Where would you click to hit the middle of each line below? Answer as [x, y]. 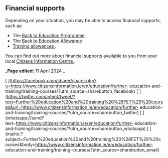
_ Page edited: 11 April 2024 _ [35, 71]
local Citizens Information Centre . [40, 61]
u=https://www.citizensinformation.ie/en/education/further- [67, 86]
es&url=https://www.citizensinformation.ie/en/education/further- [72, 107]
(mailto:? [14, 134]
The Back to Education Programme [49, 35]
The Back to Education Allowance [47, 41]
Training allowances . [34, 46]
